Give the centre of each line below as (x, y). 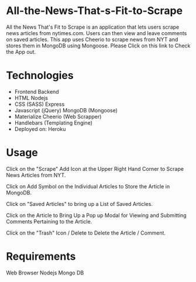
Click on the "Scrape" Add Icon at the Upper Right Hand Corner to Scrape (95, 168)
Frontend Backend (37, 91)
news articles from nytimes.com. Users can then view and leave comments (97, 33)
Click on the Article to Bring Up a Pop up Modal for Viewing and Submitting (96, 215)
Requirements (41, 256)
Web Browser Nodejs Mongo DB (45, 273)
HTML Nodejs (31, 98)
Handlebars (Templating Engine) (53, 123)
